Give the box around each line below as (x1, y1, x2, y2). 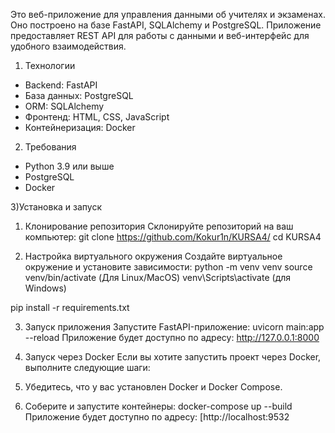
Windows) (24, 282, 67, 294)
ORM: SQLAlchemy (24, 100, 105, 112)
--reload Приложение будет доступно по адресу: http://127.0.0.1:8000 (24, 332, 320, 343)
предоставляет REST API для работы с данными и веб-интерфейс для (10, 30, 310, 41)
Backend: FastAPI (24, 79, 98, 91)
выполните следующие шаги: (24, 362, 151, 373)
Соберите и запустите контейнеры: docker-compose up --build (24, 400, 293, 412)
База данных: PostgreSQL (24, 90, 134, 101)
